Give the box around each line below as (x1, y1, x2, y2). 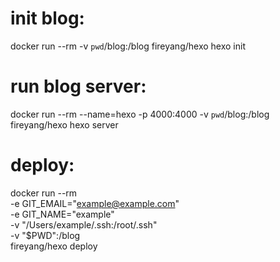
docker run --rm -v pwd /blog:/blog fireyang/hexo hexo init (10, 40, 246, 52)
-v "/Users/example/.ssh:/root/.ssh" (10, 218, 158, 231)
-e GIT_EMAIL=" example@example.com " (10, 197, 180, 209)
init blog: (10, 7, 85, 30)
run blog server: (10, 75, 147, 98)
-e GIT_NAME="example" (10, 208, 115, 220)
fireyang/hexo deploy (10, 240, 98, 252)
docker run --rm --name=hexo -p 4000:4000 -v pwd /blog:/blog (10, 108, 270, 120)
